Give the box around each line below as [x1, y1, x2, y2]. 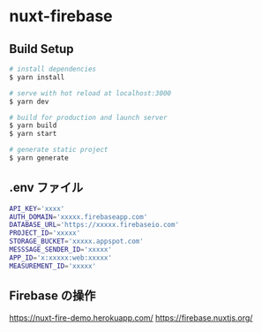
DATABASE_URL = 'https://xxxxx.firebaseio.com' [9, 221, 179, 230]
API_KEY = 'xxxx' [9, 204, 65, 213]
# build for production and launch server [9, 113, 168, 122]
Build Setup [9, 41, 74, 57]
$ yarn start [9, 130, 57, 139]
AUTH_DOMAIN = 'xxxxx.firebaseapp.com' [9, 212, 148, 222]
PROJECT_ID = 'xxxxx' [9, 229, 81, 238]
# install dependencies [9, 64, 97, 73]
